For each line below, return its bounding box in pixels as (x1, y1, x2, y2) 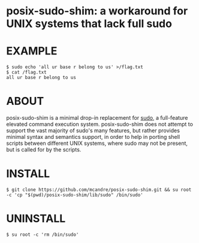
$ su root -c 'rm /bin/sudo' (6, 232, 79, 238)
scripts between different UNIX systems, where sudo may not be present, (6, 139, 188, 147)
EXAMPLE (6, 44, 58, 58)
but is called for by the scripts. (6, 146, 82, 153)
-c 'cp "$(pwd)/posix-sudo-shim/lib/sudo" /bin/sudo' (6, 192, 144, 198)
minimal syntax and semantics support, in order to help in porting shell (6, 133, 180, 141)
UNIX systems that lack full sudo (6, 17, 173, 31)
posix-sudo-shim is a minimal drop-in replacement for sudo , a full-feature (6, 114, 188, 121)
